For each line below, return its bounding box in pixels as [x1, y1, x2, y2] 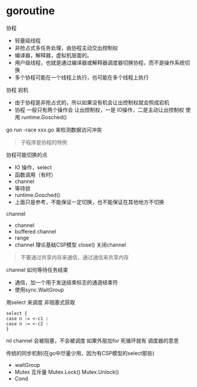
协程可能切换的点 [6, 151, 48, 158]
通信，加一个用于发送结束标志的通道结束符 [14, 278, 118, 286]
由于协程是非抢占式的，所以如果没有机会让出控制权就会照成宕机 [14, 99, 169, 106]
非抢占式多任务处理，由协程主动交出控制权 [14, 44, 118, 51]
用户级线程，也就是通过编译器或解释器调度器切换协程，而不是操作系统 [14, 59, 185, 66]
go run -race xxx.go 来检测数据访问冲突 [6, 126, 102, 133]
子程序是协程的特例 [20, 139, 68, 146]
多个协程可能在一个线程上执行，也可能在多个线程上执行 [14, 74, 149, 81]
